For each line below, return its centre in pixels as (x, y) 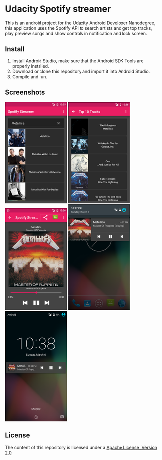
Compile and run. (30, 77)
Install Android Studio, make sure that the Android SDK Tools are (78, 61)
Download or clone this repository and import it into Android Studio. (81, 71)
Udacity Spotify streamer (58, 9)
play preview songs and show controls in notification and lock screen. (76, 33)
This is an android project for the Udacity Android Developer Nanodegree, (80, 23)
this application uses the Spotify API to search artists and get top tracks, (79, 28)
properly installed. (31, 66)
